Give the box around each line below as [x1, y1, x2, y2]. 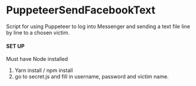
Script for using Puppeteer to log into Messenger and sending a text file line [6, 23, 191, 30]
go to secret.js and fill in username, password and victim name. [14, 73, 169, 80]
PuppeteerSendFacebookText [6, 4, 155, 17]
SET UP [6, 42, 25, 50]
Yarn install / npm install [14, 67, 73, 74]
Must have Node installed [6, 56, 68, 63]
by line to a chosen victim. [6, 29, 70, 36]
